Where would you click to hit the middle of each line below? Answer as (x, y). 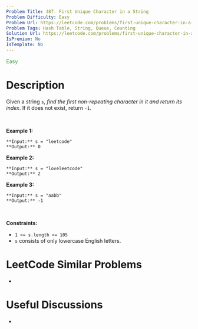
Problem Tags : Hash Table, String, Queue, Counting (71, 28)
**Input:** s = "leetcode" (39, 141)
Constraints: (22, 223)
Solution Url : (24, 34)
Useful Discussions (55, 304)
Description (35, 85)
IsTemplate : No (25, 45)
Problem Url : (22, 22)
